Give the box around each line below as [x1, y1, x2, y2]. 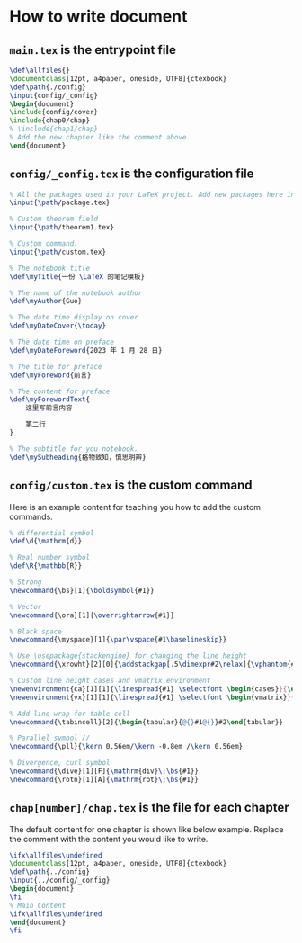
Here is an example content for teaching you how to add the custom [9, 501, 262, 512]
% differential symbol [9, 528, 94, 537]
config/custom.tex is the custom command [9, 478, 253, 493]
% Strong [9, 578, 42, 587]
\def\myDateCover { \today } [9, 321, 106, 330]
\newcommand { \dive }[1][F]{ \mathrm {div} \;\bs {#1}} [9, 767, 200, 776]
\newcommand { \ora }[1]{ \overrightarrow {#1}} [9, 610, 175, 620]
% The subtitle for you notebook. [9, 444, 139, 454]
